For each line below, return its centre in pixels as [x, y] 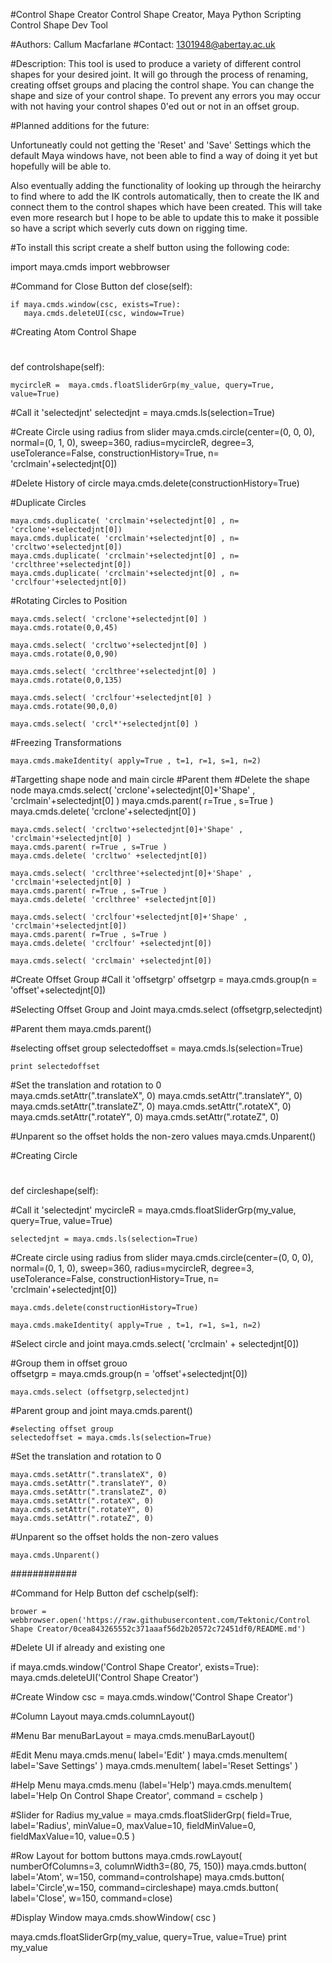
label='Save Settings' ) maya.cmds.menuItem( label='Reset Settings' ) [154, 1766]
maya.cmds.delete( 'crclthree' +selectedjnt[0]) [113, 900]
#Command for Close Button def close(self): [101, 286]
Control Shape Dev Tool [59, 25]
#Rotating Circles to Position [69, 601]
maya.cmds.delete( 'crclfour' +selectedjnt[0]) [111, 944]
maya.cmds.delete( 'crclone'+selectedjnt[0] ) [103, 811]
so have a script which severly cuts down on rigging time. [129, 228]
